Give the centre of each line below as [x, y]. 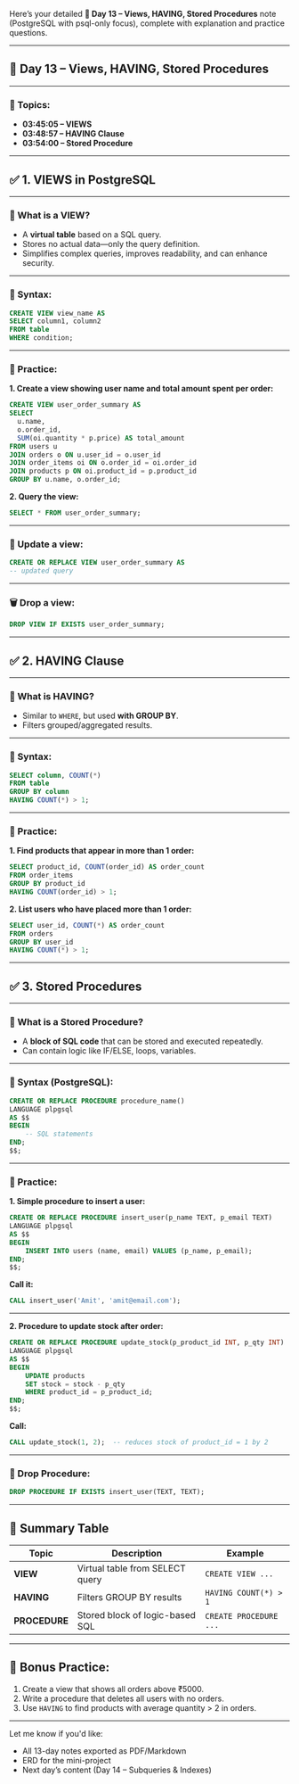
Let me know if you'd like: [57, 1733]
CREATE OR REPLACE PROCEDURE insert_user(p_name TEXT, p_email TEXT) [141, 1218]
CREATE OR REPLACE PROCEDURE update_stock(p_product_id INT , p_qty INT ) [147, 1342]
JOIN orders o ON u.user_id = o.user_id [85, 455]
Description [137, 1553]
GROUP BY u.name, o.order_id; [65, 480]
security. [38, 263]
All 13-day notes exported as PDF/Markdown [104, 1751]
